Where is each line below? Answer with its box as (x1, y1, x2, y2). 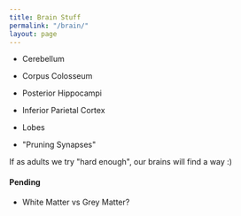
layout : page (9, 29, 58, 38)
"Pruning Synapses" (21, 139, 97, 150)
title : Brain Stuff (9, 12, 82, 22)
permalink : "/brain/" (9, 21, 89, 30)
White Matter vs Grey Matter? (21, 197, 130, 207)
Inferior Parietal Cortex (21, 105, 105, 116)
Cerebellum (21, 54, 65, 65)
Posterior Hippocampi (21, 88, 103, 98)
